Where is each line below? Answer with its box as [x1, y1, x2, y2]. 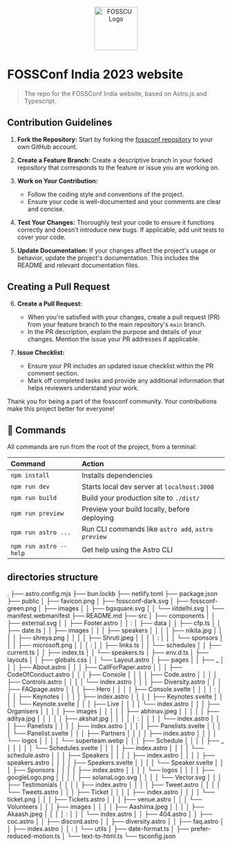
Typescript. [23, 97, 57, 105]
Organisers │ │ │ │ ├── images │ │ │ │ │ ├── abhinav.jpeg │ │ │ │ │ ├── [7, 707, 220, 716]
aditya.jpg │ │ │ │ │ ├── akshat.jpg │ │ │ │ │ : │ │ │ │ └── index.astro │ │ [7, 714, 220, 723]
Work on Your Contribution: [17, 176, 98, 185]
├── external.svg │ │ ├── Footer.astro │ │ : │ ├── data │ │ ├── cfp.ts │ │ [7, 619, 222, 627]
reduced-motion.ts [7, 832, 61, 840]
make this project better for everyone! [7, 404, 115, 413]
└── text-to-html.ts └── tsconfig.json [67, 832, 176, 840]
